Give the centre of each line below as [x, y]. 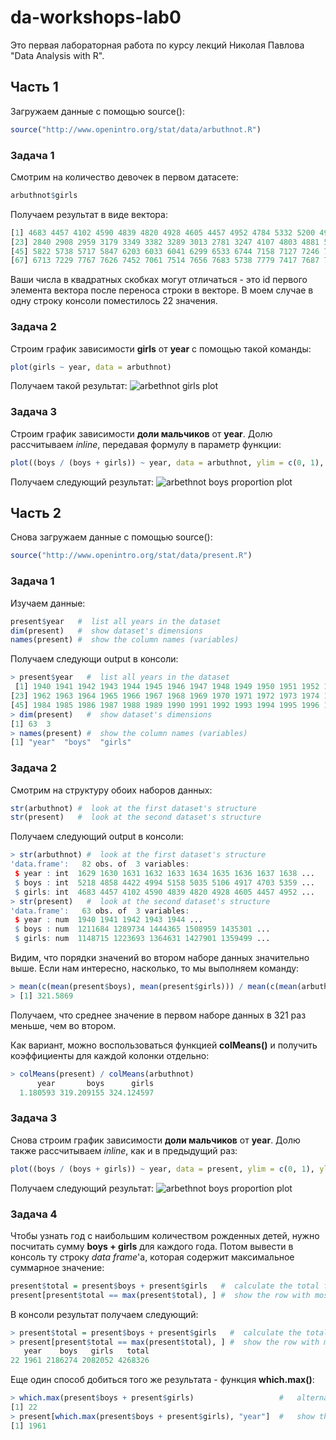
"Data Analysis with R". [57, 55]
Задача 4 [34, 1214]
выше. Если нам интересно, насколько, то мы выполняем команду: [155, 968]
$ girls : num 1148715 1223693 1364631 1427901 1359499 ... [142, 939]
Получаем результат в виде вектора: [89, 214]
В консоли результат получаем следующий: [104, 1314]
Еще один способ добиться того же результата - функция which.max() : [162, 1380]
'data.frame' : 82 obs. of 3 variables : [100, 864]
